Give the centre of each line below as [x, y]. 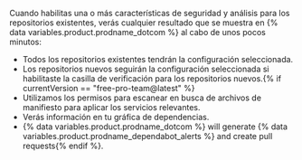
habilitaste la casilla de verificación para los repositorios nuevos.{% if [152, 79]
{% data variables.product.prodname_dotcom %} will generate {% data [155, 127]
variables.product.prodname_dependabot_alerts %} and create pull [147, 136]
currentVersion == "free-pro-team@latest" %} [109, 88]
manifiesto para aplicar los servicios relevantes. [111, 107]
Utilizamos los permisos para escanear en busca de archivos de [142, 98]
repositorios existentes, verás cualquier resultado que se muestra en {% [144, 23]
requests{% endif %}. [63, 146]
